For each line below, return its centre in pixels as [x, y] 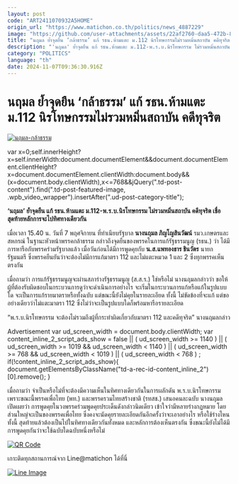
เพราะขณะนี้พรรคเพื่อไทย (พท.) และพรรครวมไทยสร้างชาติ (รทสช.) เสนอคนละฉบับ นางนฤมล [115, 398]
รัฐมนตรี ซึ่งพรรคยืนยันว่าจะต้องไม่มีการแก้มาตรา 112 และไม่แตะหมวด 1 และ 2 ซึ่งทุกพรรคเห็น [116, 257]
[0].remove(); [27, 376]
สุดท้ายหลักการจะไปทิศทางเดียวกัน [47, 219]
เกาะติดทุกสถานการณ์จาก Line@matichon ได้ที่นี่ [67, 458]
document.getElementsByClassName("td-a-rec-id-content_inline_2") [108, 369]
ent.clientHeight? [32, 167]
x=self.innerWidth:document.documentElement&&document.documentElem [118, 159]
